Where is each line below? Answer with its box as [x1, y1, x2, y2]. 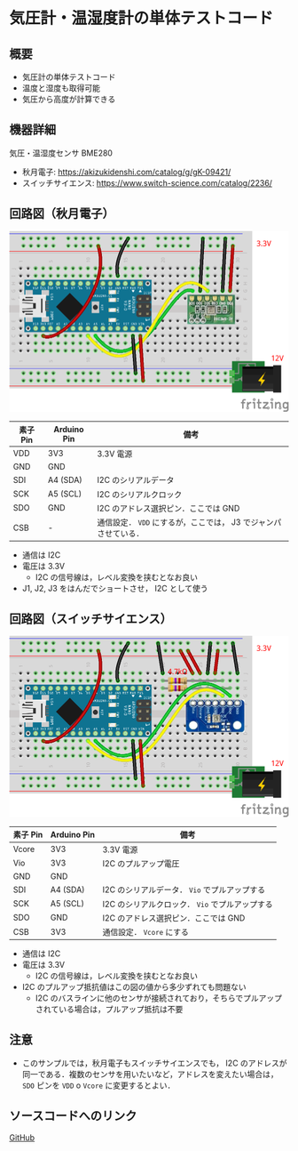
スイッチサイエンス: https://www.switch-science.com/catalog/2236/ [21, 177, 273, 188]
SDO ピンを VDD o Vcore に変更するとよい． [21, 1080, 176, 1091]
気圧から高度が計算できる [21, 94, 116, 104]
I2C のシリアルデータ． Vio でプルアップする [102, 884, 266, 895]
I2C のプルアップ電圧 [102, 857, 180, 868]
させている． [97, 528, 145, 539]
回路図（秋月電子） [9, 206, 114, 221]
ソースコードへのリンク [9, 1108, 137, 1123]
